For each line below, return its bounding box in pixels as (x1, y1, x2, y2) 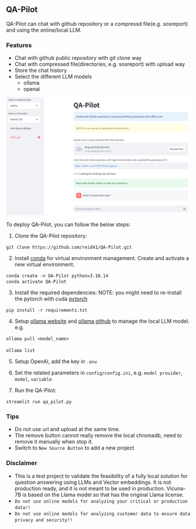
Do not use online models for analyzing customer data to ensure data (14, 511, 191, 517)
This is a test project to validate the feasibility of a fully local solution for (14, 472, 188, 479)
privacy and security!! (14, 517, 73, 523)
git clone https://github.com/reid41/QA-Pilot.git (6, 244, 132, 250)
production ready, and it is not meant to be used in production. (14, 484, 166, 492)
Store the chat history (14, 67, 67, 74)
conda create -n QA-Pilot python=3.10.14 (6, 273, 109, 279)
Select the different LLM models (14, 73, 92, 80)
